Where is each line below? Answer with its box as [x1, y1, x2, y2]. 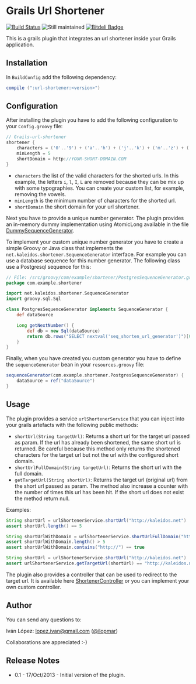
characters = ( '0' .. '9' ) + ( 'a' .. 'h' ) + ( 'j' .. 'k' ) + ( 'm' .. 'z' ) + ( [16, 145, 190, 151]
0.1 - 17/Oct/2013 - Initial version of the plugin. [14, 671, 125, 678]
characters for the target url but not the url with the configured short [14, 451, 179, 458]
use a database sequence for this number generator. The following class [6, 256, 180, 264]
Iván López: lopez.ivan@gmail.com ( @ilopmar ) [6, 627, 118, 634]
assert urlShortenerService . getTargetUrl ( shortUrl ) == [6, 560, 142, 566]
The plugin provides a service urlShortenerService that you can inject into [6, 415, 185, 422]
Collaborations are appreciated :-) [6, 638, 87, 645]
